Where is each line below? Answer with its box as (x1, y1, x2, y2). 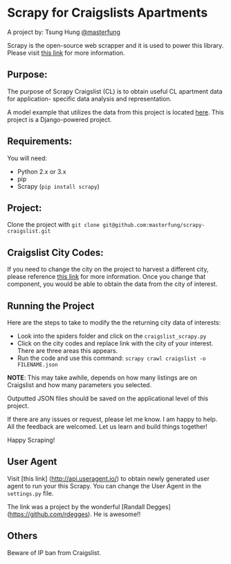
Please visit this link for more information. (7, 49, 126, 57)
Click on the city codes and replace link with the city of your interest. (17, 339, 214, 348)
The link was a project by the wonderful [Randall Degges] (7, 502, 171, 511)
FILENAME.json (17, 361, 58, 368)
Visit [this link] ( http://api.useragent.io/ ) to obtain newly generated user (7, 474, 210, 483)
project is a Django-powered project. (7, 115, 112, 123)
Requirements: (7, 135, 73, 147)
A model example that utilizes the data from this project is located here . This (7, 108, 224, 116)
